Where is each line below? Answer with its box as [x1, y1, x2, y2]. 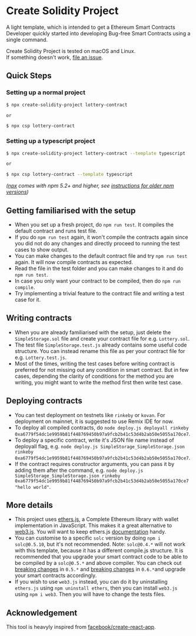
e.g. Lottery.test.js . [14, 354, 67, 361]
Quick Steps [6, 71, 52, 81]
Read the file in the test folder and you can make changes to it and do [14, 265, 184, 272]
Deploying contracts [6, 396, 82, 406]
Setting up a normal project [6, 88, 85, 96]
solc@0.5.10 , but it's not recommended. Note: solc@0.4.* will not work [14, 541, 185, 548]
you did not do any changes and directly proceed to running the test [14, 239, 180, 247]
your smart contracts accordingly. [14, 572, 97, 579]
